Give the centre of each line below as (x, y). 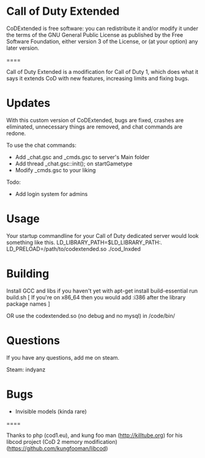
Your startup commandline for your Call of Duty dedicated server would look (102, 235)
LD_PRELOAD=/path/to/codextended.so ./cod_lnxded (73, 249)
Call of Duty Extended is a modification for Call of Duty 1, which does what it (102, 71)
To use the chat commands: (41, 145)
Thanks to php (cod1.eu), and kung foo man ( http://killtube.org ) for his (95, 435)
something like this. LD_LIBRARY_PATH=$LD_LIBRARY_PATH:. (84, 242)
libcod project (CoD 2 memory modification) (62, 441)
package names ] (28, 304)
